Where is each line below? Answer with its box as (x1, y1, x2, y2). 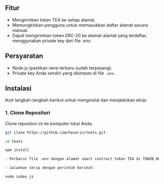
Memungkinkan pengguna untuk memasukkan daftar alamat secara (12, 22, 148, 28)
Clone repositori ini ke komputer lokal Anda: (5, 120, 93, 126)
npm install (5, 148, 29, 153)
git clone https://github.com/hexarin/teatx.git (5, 130, 106, 135)
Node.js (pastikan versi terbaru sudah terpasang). (12, 65, 113, 70)
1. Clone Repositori (5, 110, 50, 116)
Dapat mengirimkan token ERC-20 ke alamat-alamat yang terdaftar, (12, 32, 147, 38)
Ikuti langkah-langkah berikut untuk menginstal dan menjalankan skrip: (5, 97, 147, 103)
